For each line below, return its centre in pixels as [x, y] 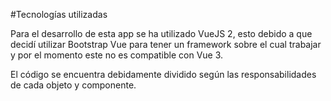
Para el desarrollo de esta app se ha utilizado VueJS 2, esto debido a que [161, 33]
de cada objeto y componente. [73, 85]
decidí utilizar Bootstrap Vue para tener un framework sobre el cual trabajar [166, 44]
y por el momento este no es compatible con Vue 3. [117, 55]
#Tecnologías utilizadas [59, 14]
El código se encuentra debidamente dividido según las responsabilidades [163, 74]
